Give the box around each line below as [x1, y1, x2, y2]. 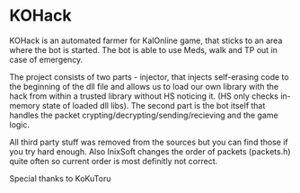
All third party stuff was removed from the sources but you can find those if [9, 136, 289, 147]
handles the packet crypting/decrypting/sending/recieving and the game [9, 110, 278, 120]
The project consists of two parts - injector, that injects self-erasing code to [9, 71, 289, 82]
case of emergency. [9, 54, 84, 65]
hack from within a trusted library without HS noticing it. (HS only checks [9, 91, 278, 101]
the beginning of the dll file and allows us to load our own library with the [9, 81, 279, 92]
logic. [9, 118, 30, 130]
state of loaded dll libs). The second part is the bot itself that [41, 100, 266, 110]
